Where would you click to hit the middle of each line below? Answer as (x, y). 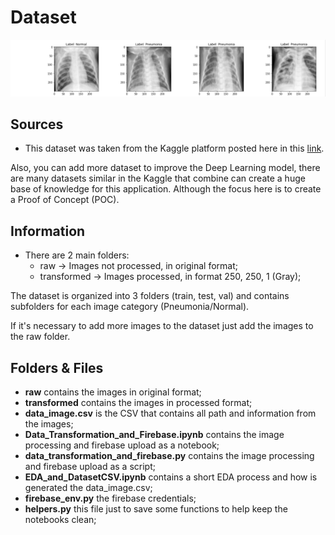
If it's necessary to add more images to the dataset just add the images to (162, 326)
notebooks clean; (60, 519)
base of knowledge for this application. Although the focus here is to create (166, 189)
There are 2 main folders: (77, 255)
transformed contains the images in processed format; (138, 402)
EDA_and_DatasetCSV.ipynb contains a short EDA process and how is (171, 477)
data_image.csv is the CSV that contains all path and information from (170, 413)
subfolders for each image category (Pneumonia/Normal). (130, 307)
